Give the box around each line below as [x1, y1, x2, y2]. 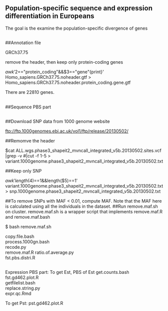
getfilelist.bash [5, 280, 36, 286]
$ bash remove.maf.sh [5, 223, 52, 230]
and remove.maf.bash [5, 214, 50, 220]
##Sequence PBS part [5, 104, 51, 110]
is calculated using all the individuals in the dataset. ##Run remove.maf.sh [5, 203, 158, 209]
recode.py [5, 244, 27, 250]
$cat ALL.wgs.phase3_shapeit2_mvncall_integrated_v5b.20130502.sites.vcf [5, 147, 162, 153]
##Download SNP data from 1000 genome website [5, 118, 110, 124]
